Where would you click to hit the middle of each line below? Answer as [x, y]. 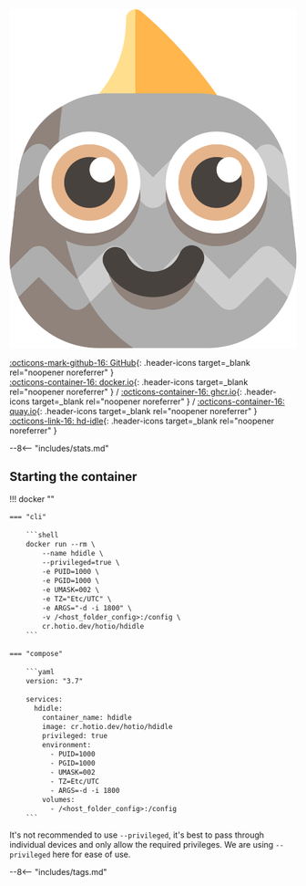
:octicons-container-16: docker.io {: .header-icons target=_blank [129, 381]
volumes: [59, 799]
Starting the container [73, 477]
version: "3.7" [55, 681]
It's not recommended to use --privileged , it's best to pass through [137, 835]
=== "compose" [36, 653]
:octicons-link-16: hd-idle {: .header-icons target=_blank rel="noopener [142, 421]
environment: [67, 745]
